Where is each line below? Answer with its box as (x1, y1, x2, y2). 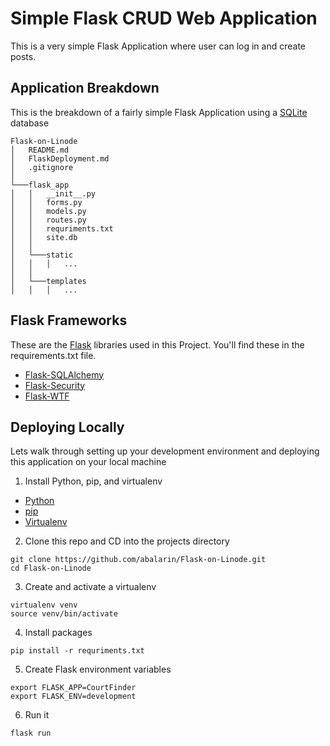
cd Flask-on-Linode (10, 563, 92, 574)
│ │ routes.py (10, 215, 87, 225)
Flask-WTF (24, 390, 70, 402)
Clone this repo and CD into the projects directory (24, 535, 230, 547)
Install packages (24, 627, 93, 639)
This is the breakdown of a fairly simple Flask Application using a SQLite (10, 106, 308, 118)
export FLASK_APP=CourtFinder (10, 683, 137, 693)
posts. (10, 50, 37, 62)
